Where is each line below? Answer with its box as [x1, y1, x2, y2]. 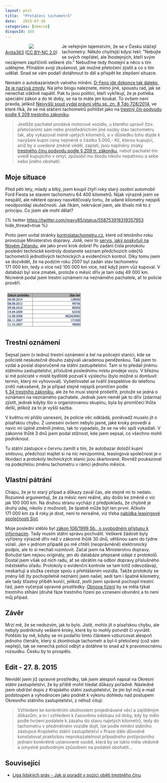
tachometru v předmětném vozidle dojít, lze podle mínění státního [17, 723, 152, 729]
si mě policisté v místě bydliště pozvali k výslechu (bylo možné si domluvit [5, 373, 157, 379]
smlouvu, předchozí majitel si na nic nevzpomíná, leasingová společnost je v [5, 450, 162, 457]
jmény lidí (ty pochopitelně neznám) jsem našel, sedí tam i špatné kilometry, [5, 573, 161, 579]
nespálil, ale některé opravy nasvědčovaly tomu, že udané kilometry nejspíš [5, 196, 160, 202]
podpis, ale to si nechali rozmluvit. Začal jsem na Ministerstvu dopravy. [5, 546, 150, 552]
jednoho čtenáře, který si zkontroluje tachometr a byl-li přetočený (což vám [5, 638, 160, 644]
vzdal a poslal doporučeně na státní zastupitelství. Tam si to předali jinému [5, 362, 158, 368]
